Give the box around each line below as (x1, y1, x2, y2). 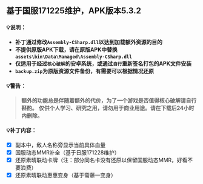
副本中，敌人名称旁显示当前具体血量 (15, 141, 106, 148)
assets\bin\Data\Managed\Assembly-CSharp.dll (15, 54, 132, 60)
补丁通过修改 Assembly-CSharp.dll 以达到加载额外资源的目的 (15, 38, 162, 45)
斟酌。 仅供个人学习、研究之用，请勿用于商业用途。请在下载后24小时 (21, 104, 195, 112)
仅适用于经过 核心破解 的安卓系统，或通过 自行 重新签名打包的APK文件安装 (15, 60, 192, 67)
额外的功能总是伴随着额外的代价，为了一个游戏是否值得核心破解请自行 (21, 97, 197, 104)
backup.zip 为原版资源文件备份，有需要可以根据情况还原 (15, 67, 155, 74)
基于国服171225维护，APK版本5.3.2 (6, 5, 141, 16)
